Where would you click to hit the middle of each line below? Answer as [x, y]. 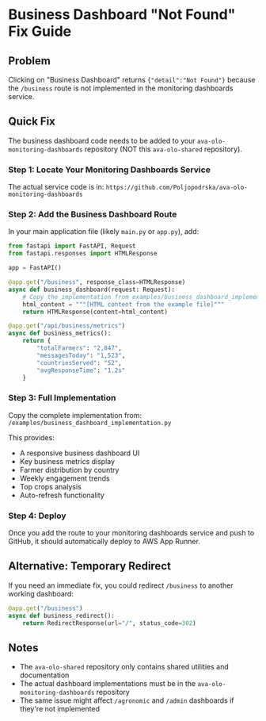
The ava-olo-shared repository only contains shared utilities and [124, 667]
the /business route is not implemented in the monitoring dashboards [121, 88]
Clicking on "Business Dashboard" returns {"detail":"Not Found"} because [132, 80]
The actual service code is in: [56, 187]
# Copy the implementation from [76, 297]
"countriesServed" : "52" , [80, 362]
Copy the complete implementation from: [75, 415]
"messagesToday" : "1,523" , [81, 355]
